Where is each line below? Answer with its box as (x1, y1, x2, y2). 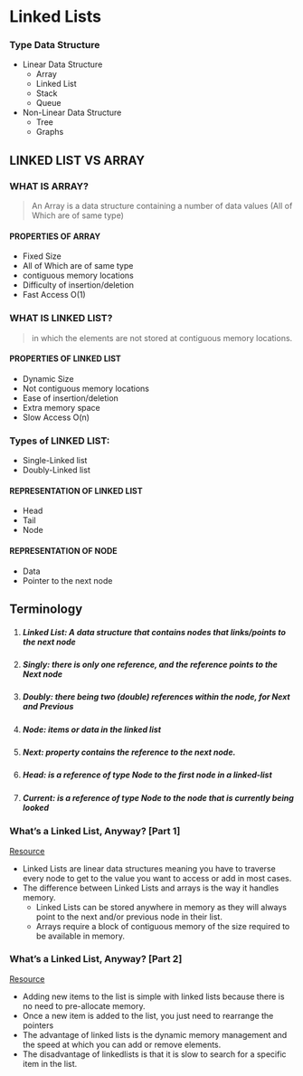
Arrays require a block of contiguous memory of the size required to (35, 920, 290, 931)
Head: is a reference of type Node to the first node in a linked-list (22, 769, 273, 780)
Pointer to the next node (22, 575, 113, 586)
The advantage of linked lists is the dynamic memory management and (22, 1029, 288, 1040)
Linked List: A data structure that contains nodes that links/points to (22, 626, 287, 637)
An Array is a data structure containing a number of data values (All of (31, 201, 293, 212)
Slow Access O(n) (22, 412, 90, 423)
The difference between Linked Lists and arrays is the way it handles (22, 882, 279, 893)
